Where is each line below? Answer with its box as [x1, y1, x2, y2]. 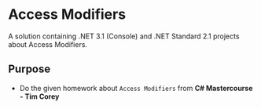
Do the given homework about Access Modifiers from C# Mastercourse [19, 83, 253, 93]
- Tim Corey [19, 92, 60, 101]
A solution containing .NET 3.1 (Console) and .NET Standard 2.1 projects [8, 31, 240, 41]
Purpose [8, 63, 51, 76]
